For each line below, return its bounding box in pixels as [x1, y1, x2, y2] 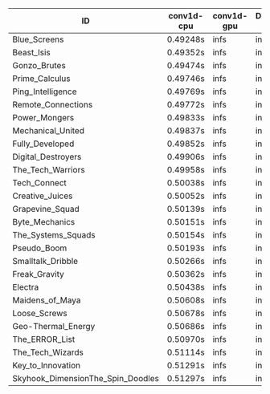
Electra [12, 282, 39, 292]
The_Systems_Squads [12, 229, 96, 240]
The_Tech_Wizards [12, 347, 84, 358]
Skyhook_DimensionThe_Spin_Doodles [12, 373, 159, 384]
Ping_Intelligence [12, 86, 78, 97]
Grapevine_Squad [12, 204, 80, 214]
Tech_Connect [12, 177, 67, 188]
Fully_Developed [12, 138, 75, 149]
